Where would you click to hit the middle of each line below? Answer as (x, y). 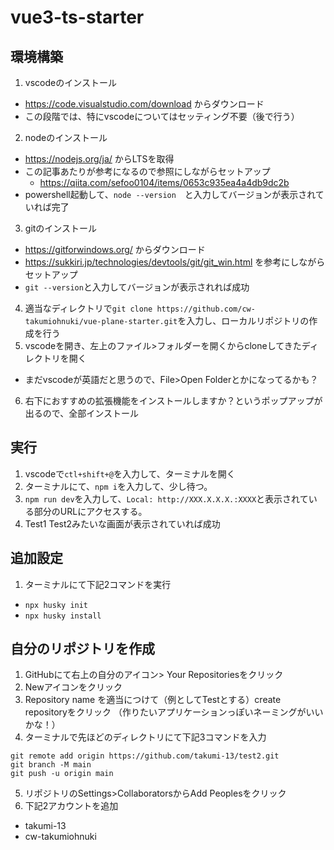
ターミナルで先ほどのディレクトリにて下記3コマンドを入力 (145, 737)
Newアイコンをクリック (73, 687)
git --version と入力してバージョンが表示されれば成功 (137, 287)
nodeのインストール (66, 137)
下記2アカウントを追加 (71, 806)
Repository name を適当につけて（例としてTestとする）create (153, 700)
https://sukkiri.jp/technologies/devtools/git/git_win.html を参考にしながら (175, 262)
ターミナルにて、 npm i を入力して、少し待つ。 (118, 486)
